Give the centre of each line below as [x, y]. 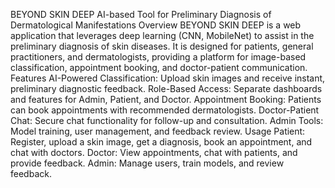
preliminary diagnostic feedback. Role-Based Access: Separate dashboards [166, 88]
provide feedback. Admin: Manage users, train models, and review [147, 163]
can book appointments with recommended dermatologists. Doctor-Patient [165, 110]
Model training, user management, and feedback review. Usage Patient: [158, 131]
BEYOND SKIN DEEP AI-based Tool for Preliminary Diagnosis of [141, 14]
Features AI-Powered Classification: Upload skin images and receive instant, [168, 78]
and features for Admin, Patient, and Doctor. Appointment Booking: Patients [166, 99]
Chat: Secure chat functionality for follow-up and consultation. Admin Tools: [167, 120]
